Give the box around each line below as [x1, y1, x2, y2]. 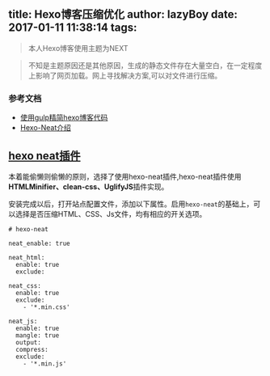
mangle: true [15, 331, 60, 340]
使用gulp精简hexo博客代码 [19, 112, 108, 123]
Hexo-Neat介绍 [19, 123, 71, 133]
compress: [15, 345, 49, 353]
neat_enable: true [8, 239, 70, 247]
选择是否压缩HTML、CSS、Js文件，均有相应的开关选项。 [15, 209, 207, 218]
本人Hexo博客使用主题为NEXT [27, 43, 129, 53]
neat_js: [8, 317, 38, 325]
